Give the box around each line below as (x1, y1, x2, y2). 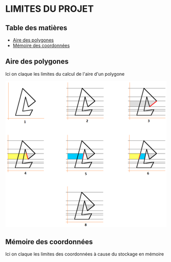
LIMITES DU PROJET (5, 3, 94, 15)
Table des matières (5, 24, 68, 32)
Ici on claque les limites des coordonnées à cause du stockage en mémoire (5, 251, 164, 257)
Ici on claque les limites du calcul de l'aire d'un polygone (5, 71, 125, 77)
